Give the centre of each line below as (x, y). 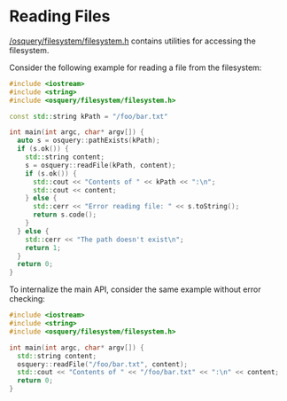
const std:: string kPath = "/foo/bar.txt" (89, 116)
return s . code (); (65, 215)
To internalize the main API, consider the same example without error (135, 289)
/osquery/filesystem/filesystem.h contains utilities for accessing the (133, 41)
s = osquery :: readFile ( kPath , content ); (101, 165)
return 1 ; (43, 248)
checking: (27, 299)
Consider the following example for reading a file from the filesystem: (136, 67)
